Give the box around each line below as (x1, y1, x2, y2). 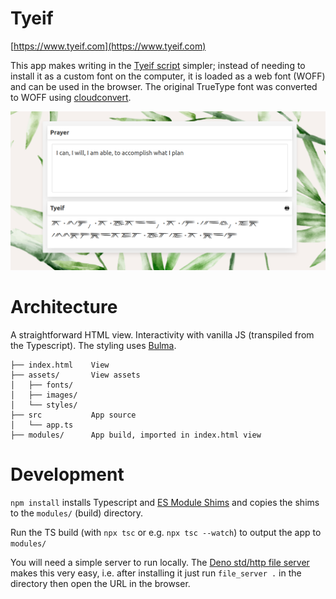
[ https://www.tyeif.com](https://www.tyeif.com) (10, 40, 207, 52)
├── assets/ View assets (10, 370, 141, 380)
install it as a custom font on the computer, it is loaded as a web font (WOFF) (10, 70, 326, 82)
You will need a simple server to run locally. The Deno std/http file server (10, 556, 310, 568)
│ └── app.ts (10, 420, 74, 430)
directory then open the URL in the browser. (10, 577, 191, 589)
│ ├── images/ (10, 390, 78, 400)
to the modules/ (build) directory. (10, 507, 144, 519)
